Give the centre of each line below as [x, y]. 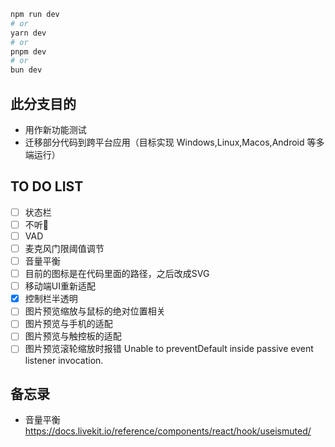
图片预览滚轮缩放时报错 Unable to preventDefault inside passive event [169, 349]
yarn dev [28, 33]
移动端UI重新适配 [60, 286]
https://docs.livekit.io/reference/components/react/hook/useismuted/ [168, 431]
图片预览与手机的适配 [68, 324]
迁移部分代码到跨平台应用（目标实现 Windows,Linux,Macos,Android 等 [170, 142]
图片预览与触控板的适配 [73, 336]
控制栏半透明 [51, 299]
